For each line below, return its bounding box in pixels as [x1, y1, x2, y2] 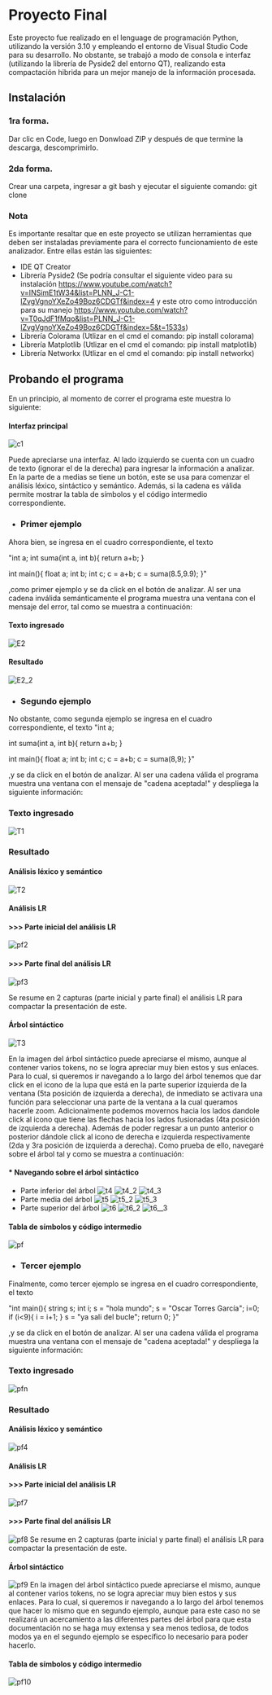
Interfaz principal [8, 421, 68, 431]
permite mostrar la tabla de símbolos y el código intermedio [8, 490, 208, 499]
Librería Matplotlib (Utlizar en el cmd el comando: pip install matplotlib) [19, 340, 257, 349]
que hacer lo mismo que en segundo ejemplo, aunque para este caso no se [8, 1606, 261, 1616]
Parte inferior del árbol [19, 1186, 96, 1196]
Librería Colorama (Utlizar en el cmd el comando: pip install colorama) [19, 332, 254, 341]
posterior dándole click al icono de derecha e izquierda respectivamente [8, 1131, 251, 1141]
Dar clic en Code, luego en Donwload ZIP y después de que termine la [8, 134, 244, 143]
